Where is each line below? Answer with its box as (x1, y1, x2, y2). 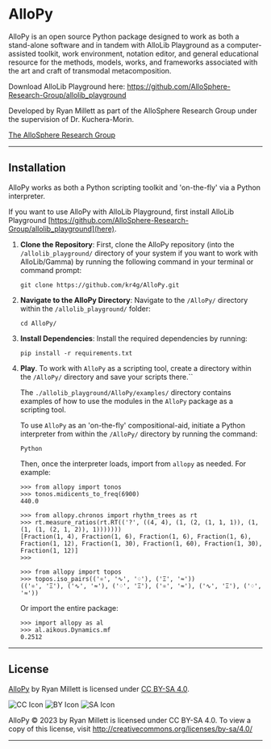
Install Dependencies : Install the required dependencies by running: (19, 333, 248, 343)
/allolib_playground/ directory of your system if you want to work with (19, 248, 258, 258)
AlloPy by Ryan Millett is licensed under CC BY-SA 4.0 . (8, 684, 190, 693)
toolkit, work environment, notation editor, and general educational (37, 48, 260, 58)
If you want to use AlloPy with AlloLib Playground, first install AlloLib (8, 207, 235, 217)
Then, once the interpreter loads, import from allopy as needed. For (19, 458, 247, 469)
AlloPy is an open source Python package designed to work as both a (8, 32, 240, 41)
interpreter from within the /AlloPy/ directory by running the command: (19, 429, 258, 439)
